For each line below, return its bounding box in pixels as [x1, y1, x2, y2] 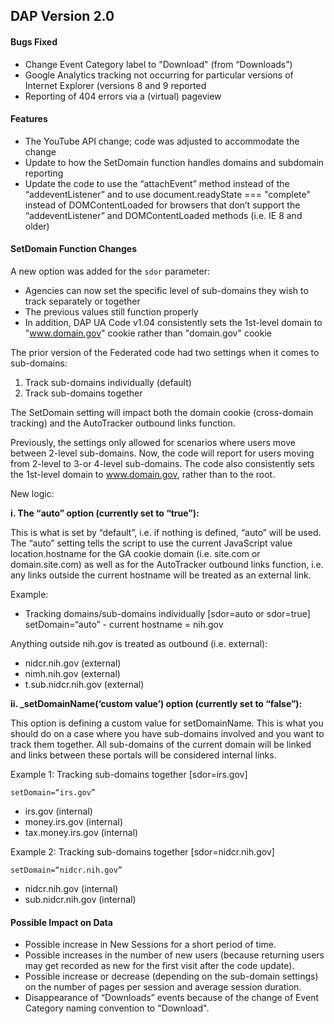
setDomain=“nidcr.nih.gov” [10, 865, 123, 875]
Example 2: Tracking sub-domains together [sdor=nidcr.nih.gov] [10, 846, 275, 858]
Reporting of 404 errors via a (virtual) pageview [24, 90, 222, 102]
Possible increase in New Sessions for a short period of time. [24, 939, 277, 951]
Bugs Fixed [10, 35, 58, 48]
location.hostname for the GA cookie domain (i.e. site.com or [10, 548, 261, 559]
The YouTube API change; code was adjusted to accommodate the [24, 135, 300, 147]
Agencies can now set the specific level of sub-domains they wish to [24, 285, 309, 296]
